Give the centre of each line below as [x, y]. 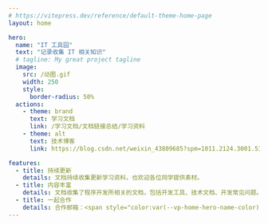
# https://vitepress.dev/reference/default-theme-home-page [110, 16]
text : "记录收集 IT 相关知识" [61, 53]
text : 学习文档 [52, 119]
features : [25, 163]
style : [33, 89]
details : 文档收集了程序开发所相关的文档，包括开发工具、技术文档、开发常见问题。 [143, 193]
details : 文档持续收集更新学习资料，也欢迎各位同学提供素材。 [113, 178]
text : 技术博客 [52, 141]
